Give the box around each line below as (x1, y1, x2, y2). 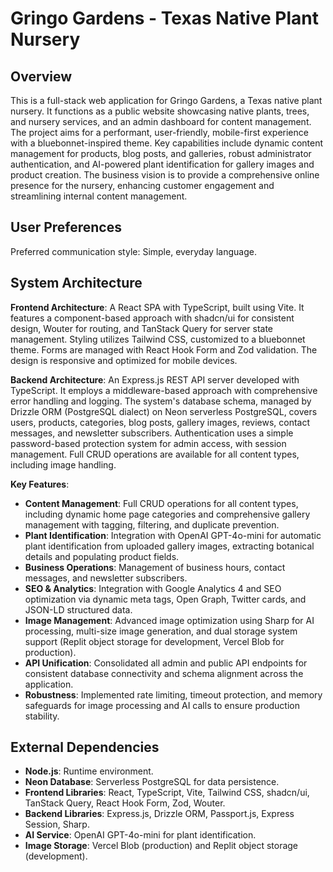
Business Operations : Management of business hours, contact (24, 561, 286, 573)
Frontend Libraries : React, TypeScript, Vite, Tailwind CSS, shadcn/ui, (24, 787, 310, 799)
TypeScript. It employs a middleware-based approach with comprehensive (10, 384, 318, 396)
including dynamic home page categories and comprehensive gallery (24, 508, 311, 520)
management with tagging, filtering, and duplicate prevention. (24, 518, 280, 531)
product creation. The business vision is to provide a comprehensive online (10, 169, 320, 181)
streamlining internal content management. (10, 190, 188, 202)
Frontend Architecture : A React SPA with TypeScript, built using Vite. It (10, 301, 305, 313)
